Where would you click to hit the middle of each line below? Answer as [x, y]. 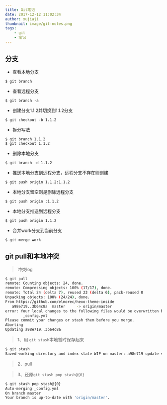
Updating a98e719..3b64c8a [33, 330]
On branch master [23, 393]
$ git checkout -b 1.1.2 [31, 120]
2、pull [25, 364]
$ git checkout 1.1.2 [28, 143]
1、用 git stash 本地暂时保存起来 [51, 340]
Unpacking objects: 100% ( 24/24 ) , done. [48, 297]
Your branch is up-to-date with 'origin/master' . [58, 398]
